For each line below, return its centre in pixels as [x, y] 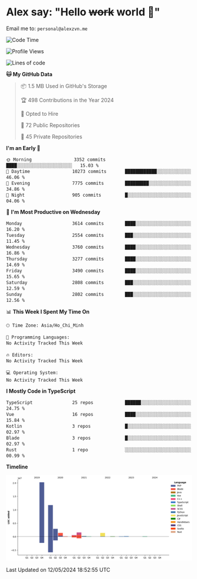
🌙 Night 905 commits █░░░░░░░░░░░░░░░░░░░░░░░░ [99, 195]
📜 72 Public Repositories [50, 125]
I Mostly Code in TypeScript [41, 391]
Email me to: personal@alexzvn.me [47, 28]
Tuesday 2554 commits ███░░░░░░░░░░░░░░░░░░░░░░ [99, 235]
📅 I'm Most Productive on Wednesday [53, 212]
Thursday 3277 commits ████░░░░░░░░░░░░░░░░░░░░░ [99, 259]
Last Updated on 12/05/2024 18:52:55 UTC [58, 570]
